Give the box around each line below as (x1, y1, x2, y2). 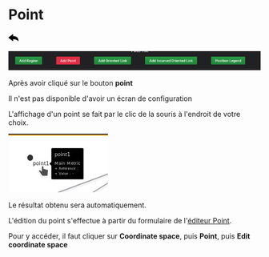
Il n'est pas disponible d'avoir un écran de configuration (8, 94, 192, 103)
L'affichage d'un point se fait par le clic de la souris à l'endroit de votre (8, 110, 241, 119)
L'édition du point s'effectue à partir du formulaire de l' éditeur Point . (8, 216, 232, 226)
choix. (8, 118, 29, 127)
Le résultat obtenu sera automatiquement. (8, 200, 147, 210)
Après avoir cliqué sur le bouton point (8, 78, 134, 88)
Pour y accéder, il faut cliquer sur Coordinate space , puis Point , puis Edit (8, 231, 251, 241)
